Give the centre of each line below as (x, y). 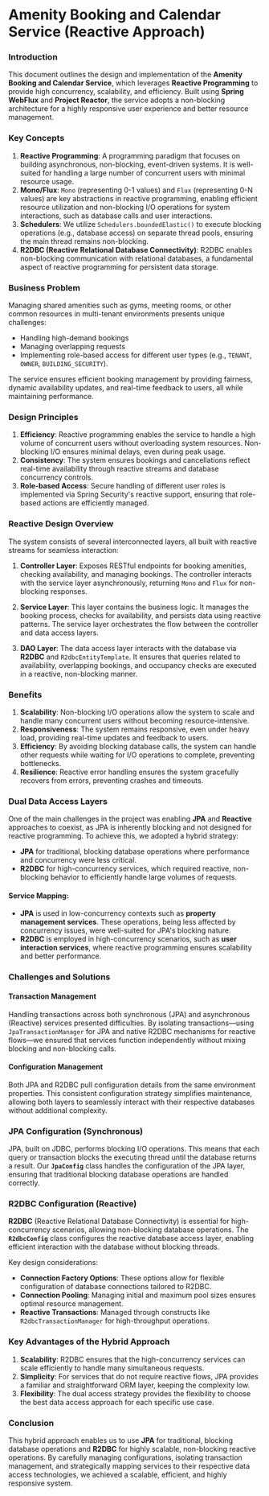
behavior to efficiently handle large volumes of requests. (144, 877)
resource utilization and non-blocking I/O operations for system (125, 207)
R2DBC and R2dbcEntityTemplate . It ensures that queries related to (130, 657)
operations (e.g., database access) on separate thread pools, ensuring (137, 233)
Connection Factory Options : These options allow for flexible (122, 1278)
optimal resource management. (71, 1304)
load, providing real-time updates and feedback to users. (114, 737)
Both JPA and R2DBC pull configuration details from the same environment (132, 1085)
